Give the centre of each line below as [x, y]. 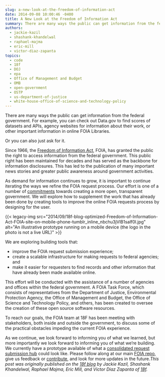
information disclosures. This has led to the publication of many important [80, 166]
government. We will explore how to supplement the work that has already [80, 197]
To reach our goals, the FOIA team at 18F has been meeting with [70, 318]
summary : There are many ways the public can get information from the [80, 23]
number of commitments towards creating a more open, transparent [74, 191]
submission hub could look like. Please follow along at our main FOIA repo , [81, 354]
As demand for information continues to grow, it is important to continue [78, 181]
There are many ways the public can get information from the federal [75, 115]
